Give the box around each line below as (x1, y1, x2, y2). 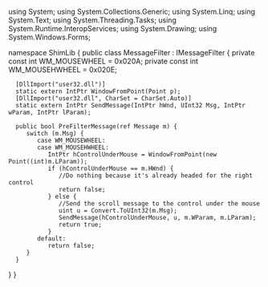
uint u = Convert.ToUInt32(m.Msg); (59, 207, 178, 215)
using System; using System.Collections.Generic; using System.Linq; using (8, 7, 255, 16)
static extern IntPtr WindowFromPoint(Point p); (15, 87, 181, 95)
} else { (47, 192, 78, 200)
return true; (59, 220, 103, 228)
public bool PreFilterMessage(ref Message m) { (15, 123, 178, 131)
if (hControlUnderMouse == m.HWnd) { (47, 164, 174, 172)
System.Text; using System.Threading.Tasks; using (8, 15, 177, 25)
